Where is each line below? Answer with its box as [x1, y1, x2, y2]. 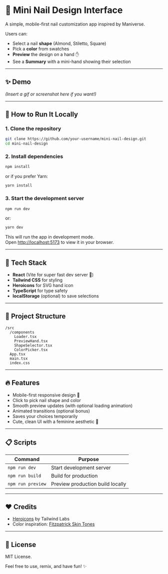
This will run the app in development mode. [5, 234, 94, 240]
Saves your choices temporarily [12, 413, 78, 419]
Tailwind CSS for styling [12, 277, 63, 283]
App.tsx [9, 351, 26, 356]
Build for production [50, 472, 98, 479]
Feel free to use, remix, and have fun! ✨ [5, 563, 87, 569]
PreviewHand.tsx [14, 338, 48, 343]
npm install [5, 164, 30, 169]
